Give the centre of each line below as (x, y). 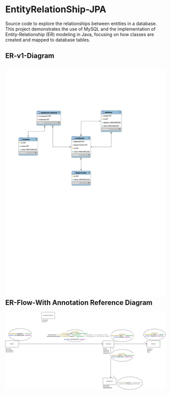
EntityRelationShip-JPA (56, 9)
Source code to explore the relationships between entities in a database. (81, 23)
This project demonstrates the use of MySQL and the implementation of (80, 29)
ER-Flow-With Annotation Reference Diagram (79, 302)
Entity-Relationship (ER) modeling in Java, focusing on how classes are (80, 34)
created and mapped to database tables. (48, 40)
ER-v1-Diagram (30, 56)
